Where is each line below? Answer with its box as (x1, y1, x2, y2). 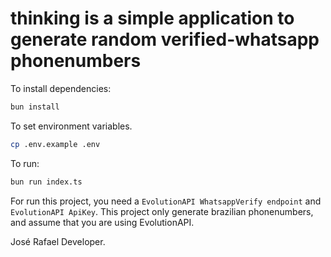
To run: (10, 157, 40, 169)
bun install (10, 102, 60, 112)
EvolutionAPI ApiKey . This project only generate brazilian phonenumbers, (10, 205, 314, 217)
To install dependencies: (10, 82, 112, 94)
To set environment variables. (10, 120, 133, 132)
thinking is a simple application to (10, 7, 295, 30)
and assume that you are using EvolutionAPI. (10, 216, 195, 228)
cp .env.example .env (10, 139, 101, 149)
